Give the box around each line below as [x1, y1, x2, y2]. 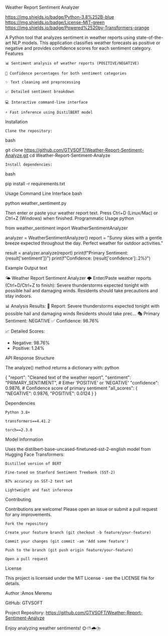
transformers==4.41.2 [5, 419, 51, 424]
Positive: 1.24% [12, 345, 45, 351]
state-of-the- [136, 35, 163, 40]
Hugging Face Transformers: [5, 451, 65, 457]
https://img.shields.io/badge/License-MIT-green [5, 20, 105, 25]
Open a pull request [5, 556, 49, 562]
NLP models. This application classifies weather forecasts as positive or [12, 40, 160, 46]
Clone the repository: [5, 128, 53, 133]
